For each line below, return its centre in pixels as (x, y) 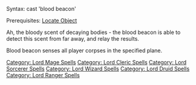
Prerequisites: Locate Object (42, 20)
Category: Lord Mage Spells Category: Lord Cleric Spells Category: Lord (96, 62)
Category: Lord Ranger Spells (43, 75)
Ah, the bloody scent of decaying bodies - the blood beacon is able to (93, 32)
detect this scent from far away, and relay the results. (73, 39)
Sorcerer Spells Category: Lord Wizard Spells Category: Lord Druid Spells (98, 69)
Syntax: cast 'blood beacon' (41, 9)
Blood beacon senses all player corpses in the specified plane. (84, 50)
